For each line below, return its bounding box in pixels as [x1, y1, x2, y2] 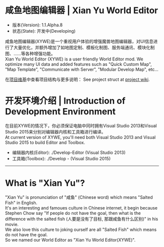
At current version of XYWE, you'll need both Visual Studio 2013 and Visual [5, 134, 156, 140]
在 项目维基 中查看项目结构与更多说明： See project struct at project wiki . [5, 76, 150, 82]
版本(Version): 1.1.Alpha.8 [12, 22, 63, 28]
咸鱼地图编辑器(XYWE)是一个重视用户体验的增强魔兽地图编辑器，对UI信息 [5, 38, 154, 44]
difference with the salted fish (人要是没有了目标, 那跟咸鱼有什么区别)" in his [5, 216, 159, 222]
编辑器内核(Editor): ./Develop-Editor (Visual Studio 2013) [12, 150, 126, 155]
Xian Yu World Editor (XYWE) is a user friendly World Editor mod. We [5, 56, 143, 62]
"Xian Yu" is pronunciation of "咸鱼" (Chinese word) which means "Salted [5, 194, 153, 200]
